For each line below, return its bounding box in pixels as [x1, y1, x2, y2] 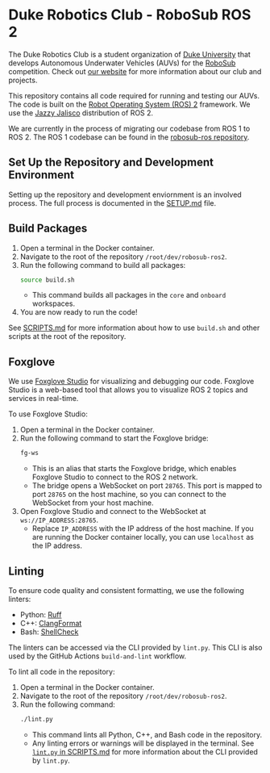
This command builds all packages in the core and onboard [31, 290, 226, 300]
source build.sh [19, 276, 75, 284]
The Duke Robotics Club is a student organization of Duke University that [8, 49, 251, 59]
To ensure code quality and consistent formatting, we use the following [8, 585, 244, 595]
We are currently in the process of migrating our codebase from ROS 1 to [8, 123, 251, 133]
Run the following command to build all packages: [19, 260, 186, 270]
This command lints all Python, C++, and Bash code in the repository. [31, 729, 263, 739]
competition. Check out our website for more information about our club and [8, 66, 262, 76]
